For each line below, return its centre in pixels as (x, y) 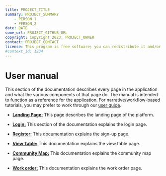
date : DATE (16, 28)
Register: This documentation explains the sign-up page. (71, 134)
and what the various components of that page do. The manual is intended (82, 95)
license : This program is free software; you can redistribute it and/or (83, 47)
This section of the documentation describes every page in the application (81, 89)
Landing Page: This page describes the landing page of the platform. (83, 115)
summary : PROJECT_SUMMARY (32, 14)
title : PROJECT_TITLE (28, 10)
